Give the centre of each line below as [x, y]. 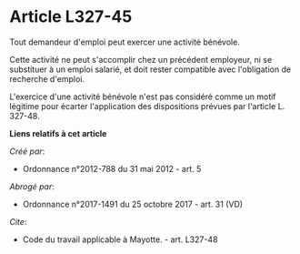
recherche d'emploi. [47, 78]
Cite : [18, 221]
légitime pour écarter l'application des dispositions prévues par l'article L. [147, 106]
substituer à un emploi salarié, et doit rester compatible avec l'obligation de [150, 69]
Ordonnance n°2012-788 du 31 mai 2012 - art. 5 [112, 168]
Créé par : [27, 151]
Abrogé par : [32, 186]
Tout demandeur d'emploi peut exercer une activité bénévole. [125, 42]
